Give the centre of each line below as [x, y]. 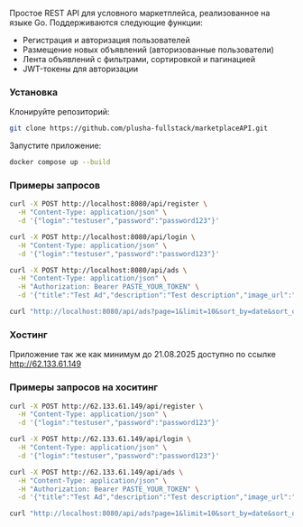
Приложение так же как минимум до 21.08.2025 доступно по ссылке [143, 355]
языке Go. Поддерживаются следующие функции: [106, 23]
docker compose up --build [60, 162]
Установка [34, 92]
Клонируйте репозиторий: [60, 112]
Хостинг [28, 335]
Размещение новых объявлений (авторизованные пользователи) [148, 50]
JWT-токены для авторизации [80, 69]
